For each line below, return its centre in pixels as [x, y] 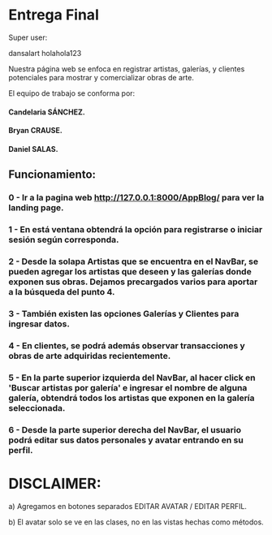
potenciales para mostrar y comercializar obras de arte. [101, 77]
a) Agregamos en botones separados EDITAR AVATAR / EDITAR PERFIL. [128, 506]
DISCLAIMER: [55, 483]
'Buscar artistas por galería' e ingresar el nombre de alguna [128, 387]
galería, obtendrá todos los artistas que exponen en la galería [132, 398]
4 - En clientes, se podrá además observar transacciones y [127, 345]
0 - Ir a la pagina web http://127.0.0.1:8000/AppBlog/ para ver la [136, 198]
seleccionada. [37, 408]
